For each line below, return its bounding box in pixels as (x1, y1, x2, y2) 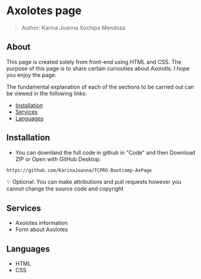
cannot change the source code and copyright (6, 185, 124, 192)
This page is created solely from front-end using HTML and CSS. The (6, 58, 182, 65)
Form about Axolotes (15, 226, 69, 234)
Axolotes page (6, 4, 82, 18)
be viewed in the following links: (6, 90, 88, 97)
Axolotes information (15, 219, 68, 227)
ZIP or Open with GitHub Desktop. (15, 155, 101, 163)
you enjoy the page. (6, 71, 57, 79)
